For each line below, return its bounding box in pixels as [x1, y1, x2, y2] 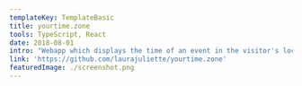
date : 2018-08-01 [9, 38, 75, 47]
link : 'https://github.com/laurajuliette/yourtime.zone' [9, 55, 227, 64]
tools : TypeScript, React [9, 30, 106, 39]
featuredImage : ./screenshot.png [9, 64, 135, 73]
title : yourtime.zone [9, 21, 91, 30]
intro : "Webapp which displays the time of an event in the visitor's [9, 47, 280, 56]
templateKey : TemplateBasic [9, 13, 115, 22]
